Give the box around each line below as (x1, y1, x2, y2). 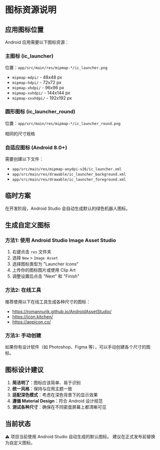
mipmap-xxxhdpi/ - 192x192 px (12, 95, 72, 101)
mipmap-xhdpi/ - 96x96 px (12, 85, 64, 91)
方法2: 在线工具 (5, 286, 41, 293)
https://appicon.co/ (12, 319, 51, 325)
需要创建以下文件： (5, 156, 44, 162)
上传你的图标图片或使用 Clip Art (12, 267, 76, 273)
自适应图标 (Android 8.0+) (5, 144, 67, 151)
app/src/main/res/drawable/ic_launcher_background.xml (12, 172, 126, 177)
